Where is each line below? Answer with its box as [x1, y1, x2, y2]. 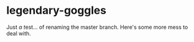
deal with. [6, 29, 31, 37]
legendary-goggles [6, 4, 106, 17]
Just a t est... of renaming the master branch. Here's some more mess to [6, 23, 188, 31]
